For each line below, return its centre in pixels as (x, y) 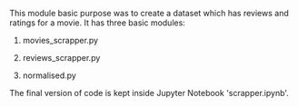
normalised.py (50, 75)
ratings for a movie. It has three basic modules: (98, 23)
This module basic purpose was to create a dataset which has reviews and (149, 13)
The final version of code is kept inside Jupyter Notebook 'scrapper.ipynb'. (149, 93)
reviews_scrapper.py (61, 58)
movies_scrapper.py (60, 40)
